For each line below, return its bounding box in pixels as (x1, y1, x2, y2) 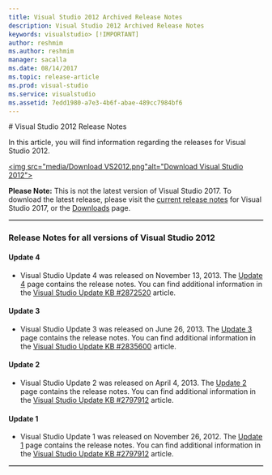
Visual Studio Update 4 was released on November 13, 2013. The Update (19, 270, 263, 280)
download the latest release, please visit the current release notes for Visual (8, 195, 261, 204)
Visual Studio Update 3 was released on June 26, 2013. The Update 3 (19, 324, 253, 334)
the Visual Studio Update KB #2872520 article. (19, 288, 176, 297)
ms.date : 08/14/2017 (8, 65, 79, 73)
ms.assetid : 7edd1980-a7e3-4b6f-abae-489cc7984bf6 (8, 98, 183, 107)
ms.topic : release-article (8, 73, 100, 81)
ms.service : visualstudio (8, 90, 96, 98)
